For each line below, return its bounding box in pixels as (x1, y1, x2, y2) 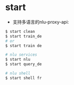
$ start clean (5, 29, 35, 34)
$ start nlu (5, 57, 30, 62)
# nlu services (5, 52, 38, 57)
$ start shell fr (5, 75, 42, 80)
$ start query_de (5, 62, 42, 67)
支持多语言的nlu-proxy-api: (12, 19, 69, 25)
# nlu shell (5, 71, 30, 76)
